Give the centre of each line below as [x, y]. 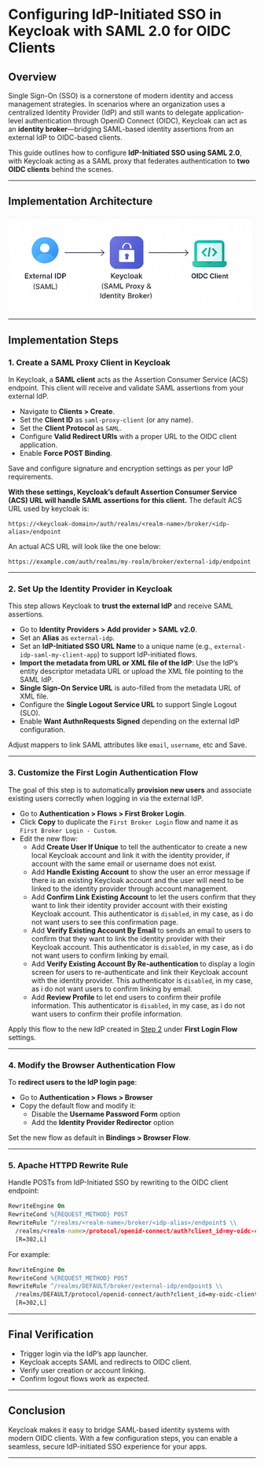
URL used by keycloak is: [49, 509]
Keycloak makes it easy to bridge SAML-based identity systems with [119, 1429]
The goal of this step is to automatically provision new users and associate [130, 790]
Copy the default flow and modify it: [77, 1106]
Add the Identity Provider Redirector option [103, 1123]
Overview [33, 77]
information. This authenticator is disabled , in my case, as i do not [138, 1005]
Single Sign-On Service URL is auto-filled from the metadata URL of [130, 688]
